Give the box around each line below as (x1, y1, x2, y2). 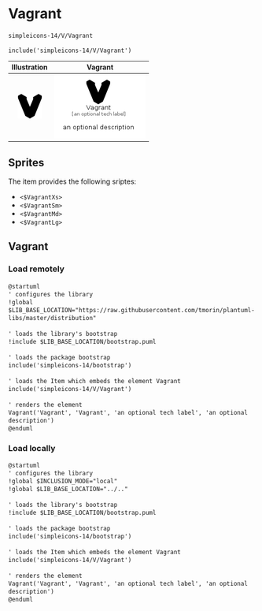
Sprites (8, 155, 45, 170)
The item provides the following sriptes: (8, 177, 137, 186)
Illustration (11, 62, 49, 72)
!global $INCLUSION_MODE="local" (8, 477, 118, 485)
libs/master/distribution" (8, 314, 97, 322)
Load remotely (8, 263, 65, 274)
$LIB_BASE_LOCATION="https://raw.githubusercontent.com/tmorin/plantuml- (8, 306, 256, 314)
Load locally (8, 442, 56, 453)
